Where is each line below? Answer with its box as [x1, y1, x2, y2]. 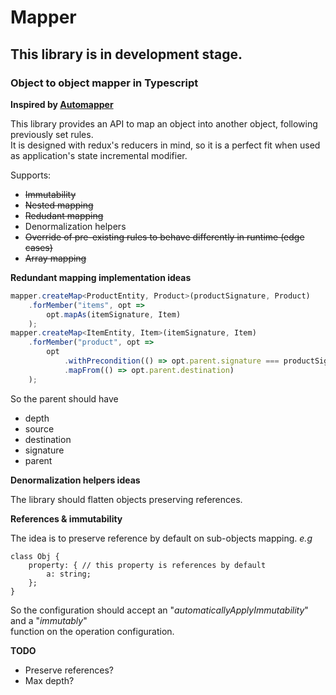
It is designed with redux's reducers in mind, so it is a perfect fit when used [10, 139, 321, 151]
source [24, 422, 55, 435]
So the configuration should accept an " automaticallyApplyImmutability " [10, 604, 309, 616]
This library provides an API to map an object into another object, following [10, 117, 318, 130]
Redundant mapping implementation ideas [10, 271, 192, 283]
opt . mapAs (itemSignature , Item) [46, 309, 182, 320]
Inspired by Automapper [10, 98, 114, 110]
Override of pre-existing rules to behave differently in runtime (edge [24, 231, 305, 243]
